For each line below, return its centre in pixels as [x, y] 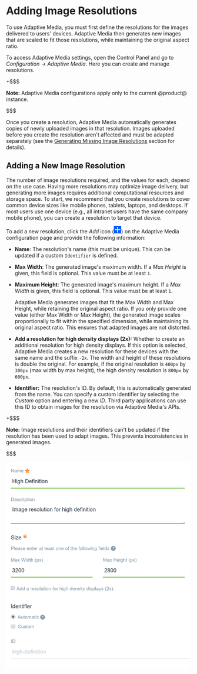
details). [16, 147]
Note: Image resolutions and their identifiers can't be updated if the [88, 429]
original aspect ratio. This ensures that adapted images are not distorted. [103, 327]
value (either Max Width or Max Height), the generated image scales [97, 315]
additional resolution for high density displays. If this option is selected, [101, 345]
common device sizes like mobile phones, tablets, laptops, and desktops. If [97, 205]
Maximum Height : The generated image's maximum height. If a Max [98, 284]
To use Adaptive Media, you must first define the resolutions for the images [97, 27]
